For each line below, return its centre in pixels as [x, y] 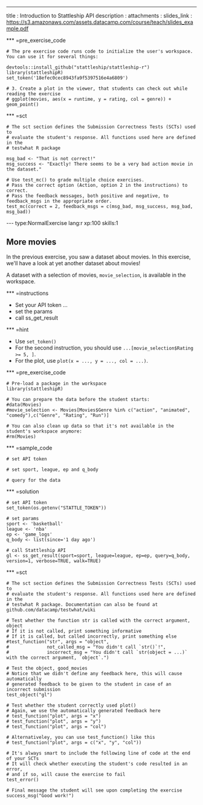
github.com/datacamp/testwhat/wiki [51, 610]
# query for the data [34, 480]
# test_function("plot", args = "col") [56, 726]
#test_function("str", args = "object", [58, 642]
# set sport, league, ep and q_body [52, 470]
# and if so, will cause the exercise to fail [66, 774]
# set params [23, 518]
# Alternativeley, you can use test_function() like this [81, 737]
